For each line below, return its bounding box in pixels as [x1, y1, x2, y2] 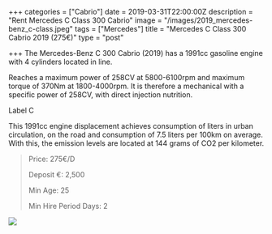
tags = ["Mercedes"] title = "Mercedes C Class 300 [74, 24, 247, 33]
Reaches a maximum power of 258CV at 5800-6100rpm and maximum [8, 73, 245, 82]
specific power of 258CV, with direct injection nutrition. [8, 90, 193, 100]
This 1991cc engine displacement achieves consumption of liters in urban [8, 121, 254, 130]
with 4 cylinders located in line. [8, 57, 113, 66]
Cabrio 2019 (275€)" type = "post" [8, 32, 124, 42]
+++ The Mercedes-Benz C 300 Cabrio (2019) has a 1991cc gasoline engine [8, 49, 264, 57]
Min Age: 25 [28, 185, 70, 195]
